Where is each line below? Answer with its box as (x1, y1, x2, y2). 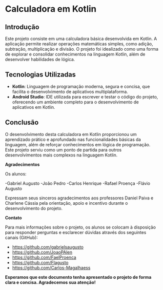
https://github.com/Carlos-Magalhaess (12, 265, 91, 271)
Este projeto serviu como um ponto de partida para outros (5, 147, 122, 153)
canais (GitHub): (5, 234, 38, 240)
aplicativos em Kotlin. (12, 104, 55, 110)
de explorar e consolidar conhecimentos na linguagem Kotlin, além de (5, 51, 145, 57)
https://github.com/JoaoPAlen (12, 249, 73, 255)
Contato (5, 214, 22, 220)
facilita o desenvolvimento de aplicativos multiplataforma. (12, 89, 128, 95)
